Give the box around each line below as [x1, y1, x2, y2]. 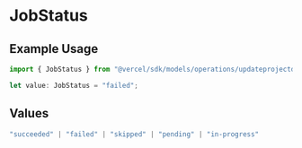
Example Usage [9, 41, 99, 57]
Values [9, 106, 49, 121]
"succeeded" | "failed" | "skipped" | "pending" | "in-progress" [9, 129, 260, 139]
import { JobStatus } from [9, 65, 111, 74]
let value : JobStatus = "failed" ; [9, 81, 139, 90]
